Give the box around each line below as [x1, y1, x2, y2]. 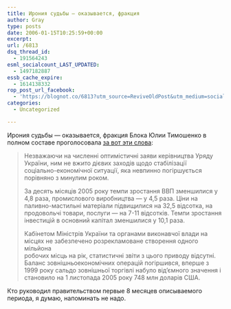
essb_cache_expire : [7, 74, 63, 81]
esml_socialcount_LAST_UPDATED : [7, 61, 100, 68]
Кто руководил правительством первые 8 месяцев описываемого [7, 286, 203, 295]
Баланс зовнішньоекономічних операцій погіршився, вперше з [23, 259, 210, 267]
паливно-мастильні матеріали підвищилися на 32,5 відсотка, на [23, 201, 213, 210]
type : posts [7, 23, 41, 30]
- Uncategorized [13, 106, 60, 113]
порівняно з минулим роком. [23, 173, 109, 182]
